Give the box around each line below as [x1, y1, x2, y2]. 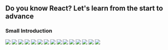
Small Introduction [5, 28, 52, 35]
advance [5, 12, 34, 21]
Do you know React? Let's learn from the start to [5, 4, 163, 13]
